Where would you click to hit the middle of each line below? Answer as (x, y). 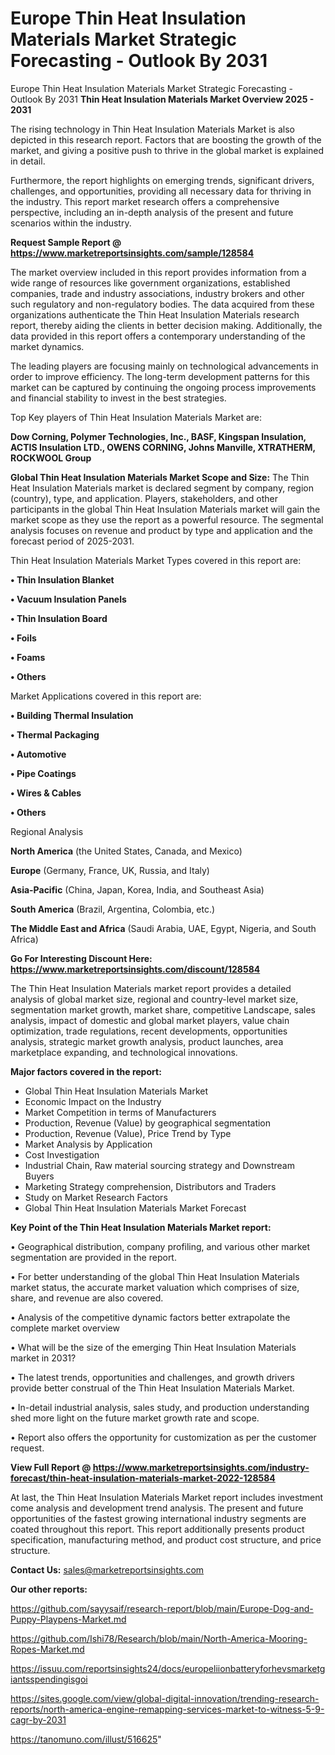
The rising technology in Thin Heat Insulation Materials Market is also (152, 129)
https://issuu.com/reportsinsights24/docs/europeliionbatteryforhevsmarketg (168, 1668)
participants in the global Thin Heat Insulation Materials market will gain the (165, 509)
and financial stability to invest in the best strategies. (118, 398)
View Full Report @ (51, 1467)
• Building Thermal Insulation (72, 715)
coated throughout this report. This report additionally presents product (157, 1529)
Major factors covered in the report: (86, 1071)
